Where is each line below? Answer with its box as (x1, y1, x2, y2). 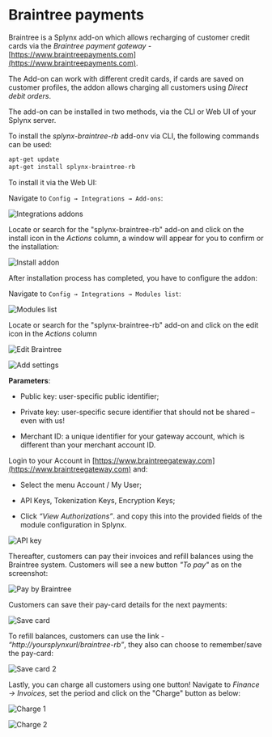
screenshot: (8, 568, 49, 578)
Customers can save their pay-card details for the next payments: (8, 599, 228, 609)
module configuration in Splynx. (19, 519, 127, 529)
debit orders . (8, 91, 51, 100)
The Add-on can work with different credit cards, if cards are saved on (8, 74, 244, 83)
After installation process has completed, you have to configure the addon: (8, 273, 257, 282)
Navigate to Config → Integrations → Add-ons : (8, 193, 164, 203)
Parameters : (8, 375, 51, 385)
